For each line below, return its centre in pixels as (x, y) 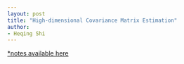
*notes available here (38, 53)
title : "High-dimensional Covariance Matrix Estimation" (92, 20)
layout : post (26, 14)
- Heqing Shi (26, 33)
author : (19, 27)
